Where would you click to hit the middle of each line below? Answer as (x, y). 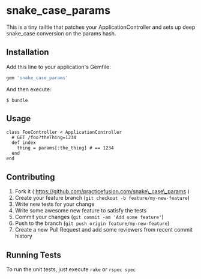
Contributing (31, 177)
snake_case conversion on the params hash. (61, 33)
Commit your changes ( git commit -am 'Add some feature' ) (89, 217)
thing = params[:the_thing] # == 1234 (65, 148)
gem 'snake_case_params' (37, 78)
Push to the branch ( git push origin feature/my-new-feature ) (92, 223)
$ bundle (17, 100)
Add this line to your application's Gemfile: (58, 67)
